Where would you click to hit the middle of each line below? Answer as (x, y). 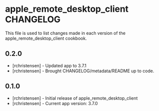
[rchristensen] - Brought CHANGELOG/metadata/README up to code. (83, 71)
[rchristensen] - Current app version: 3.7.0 (55, 103)
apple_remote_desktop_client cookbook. (46, 38)
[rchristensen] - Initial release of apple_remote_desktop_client (75, 98)
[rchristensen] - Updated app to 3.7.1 (49, 65)
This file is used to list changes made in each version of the (65, 33)
